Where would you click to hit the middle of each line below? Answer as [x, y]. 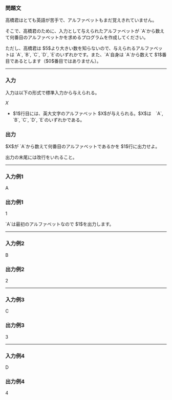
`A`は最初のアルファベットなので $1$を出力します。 [60, 224]
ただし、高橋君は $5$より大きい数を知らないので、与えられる [71, 48]
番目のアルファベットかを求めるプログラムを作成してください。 [81, 37]
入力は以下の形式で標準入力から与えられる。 [52, 93]
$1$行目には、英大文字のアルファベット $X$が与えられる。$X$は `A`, [88, 113]
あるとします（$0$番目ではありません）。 [58, 61]
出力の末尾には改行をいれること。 [41, 157]
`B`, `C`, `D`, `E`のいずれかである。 [49, 120]
